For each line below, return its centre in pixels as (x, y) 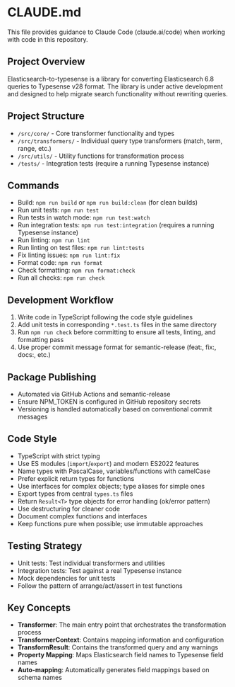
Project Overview (46, 62)
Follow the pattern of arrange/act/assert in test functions (100, 586)
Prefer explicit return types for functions (76, 478)
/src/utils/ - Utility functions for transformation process (101, 156)
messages (32, 416)
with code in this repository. (48, 39)
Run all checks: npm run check (61, 278)
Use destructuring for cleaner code (69, 509)
